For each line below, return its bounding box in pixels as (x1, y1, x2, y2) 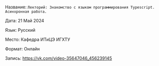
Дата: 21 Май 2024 (5, 18, 45, 23)
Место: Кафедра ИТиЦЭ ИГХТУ (5, 36, 70, 42)
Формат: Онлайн (5, 46, 40, 51)
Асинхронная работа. (5, 9, 47, 14)
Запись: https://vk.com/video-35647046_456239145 (5, 55, 113, 61)
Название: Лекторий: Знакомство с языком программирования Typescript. (5, 4, 155, 10)
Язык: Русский (5, 27, 36, 33)
